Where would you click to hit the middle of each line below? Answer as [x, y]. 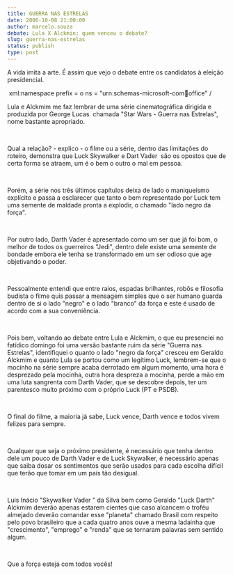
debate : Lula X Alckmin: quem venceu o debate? [78, 33]
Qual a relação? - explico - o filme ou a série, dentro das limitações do [108, 148]
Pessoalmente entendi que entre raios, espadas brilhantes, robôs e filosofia [115, 288]
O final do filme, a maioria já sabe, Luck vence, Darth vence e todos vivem [114, 416]
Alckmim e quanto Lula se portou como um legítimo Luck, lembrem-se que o [117, 360]
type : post [23, 53]
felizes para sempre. [37, 424]
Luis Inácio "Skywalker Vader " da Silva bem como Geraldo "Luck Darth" [111, 500]
